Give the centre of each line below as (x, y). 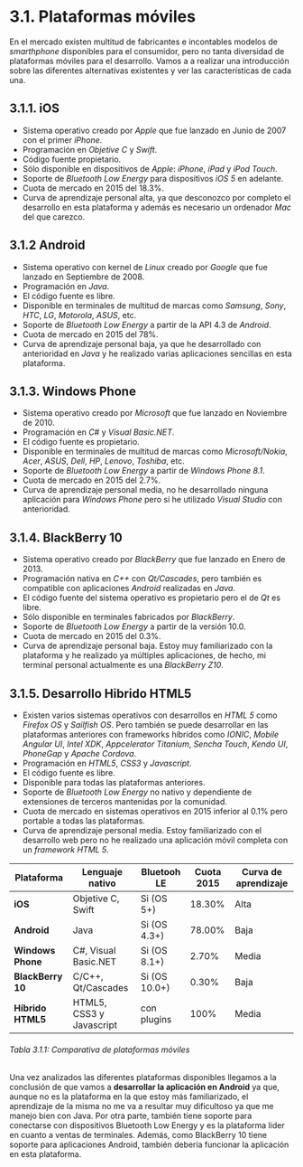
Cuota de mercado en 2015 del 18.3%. (93, 188)
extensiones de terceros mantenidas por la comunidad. (125, 801)
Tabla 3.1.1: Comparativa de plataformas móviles (100, 1049)
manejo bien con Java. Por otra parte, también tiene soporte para (131, 1116)
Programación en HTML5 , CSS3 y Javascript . (107, 763)
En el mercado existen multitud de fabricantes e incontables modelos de (143, 42)
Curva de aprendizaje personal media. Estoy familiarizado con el (142, 830)
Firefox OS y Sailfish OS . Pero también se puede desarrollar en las (145, 725)
